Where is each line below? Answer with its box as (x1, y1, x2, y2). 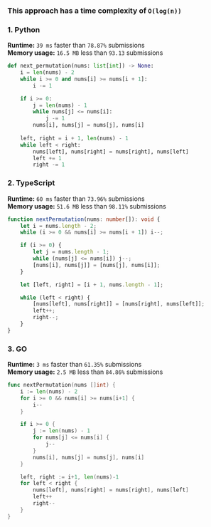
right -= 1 (33, 161, 65, 169)
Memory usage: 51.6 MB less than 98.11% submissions (7, 202, 167, 210)
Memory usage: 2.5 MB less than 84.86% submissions (7, 367, 163, 376)
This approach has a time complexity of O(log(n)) (7, 6, 182, 16)
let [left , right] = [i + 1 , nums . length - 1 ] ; (20, 281, 163, 288)
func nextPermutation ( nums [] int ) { (7, 382, 116, 389)
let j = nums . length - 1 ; (33, 249, 110, 256)
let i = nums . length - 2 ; (20, 222, 97, 229)
